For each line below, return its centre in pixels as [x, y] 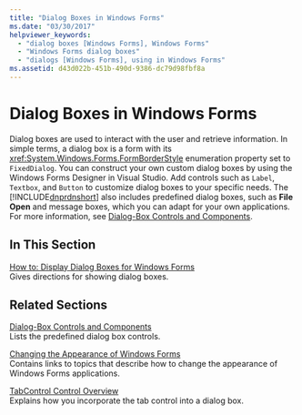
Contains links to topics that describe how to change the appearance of [144, 364]
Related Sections [58, 305]
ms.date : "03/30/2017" [52, 26]
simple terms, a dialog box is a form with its [91, 148]
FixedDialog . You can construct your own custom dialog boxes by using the [151, 167]
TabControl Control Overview [64, 391]
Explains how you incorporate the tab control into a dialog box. [126, 400]
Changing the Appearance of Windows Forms [95, 354]
